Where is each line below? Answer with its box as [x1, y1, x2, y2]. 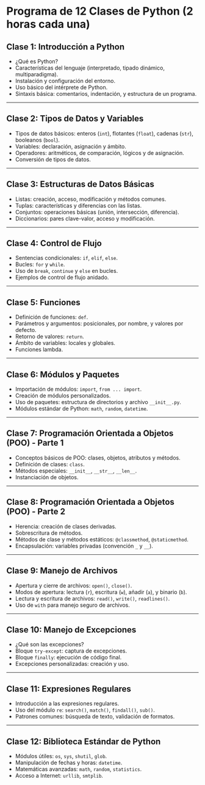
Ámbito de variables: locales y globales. [15, 339, 116, 347]
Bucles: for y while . [15, 261, 65, 268]
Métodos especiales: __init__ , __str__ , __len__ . [15, 467, 137, 474]
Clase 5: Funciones [6, 297, 81, 308]
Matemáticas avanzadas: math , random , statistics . [15, 765, 142, 773]
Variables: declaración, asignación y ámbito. [15, 142, 127, 150]
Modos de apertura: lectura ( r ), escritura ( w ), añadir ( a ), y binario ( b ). [15, 588, 187, 596]
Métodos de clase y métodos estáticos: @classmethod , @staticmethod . [15, 535, 189, 543]
